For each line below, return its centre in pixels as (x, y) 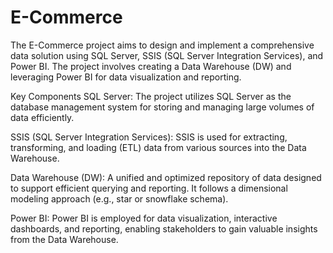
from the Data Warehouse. (64, 239)
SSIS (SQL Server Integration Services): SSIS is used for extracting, (149, 137)
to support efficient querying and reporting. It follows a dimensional (149, 188)
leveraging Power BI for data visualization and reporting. (126, 77)
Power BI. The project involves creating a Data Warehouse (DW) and (151, 66)
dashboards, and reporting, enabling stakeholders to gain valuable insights (164, 228)
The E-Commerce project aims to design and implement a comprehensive (162, 45)
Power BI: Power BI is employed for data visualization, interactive (144, 218)
